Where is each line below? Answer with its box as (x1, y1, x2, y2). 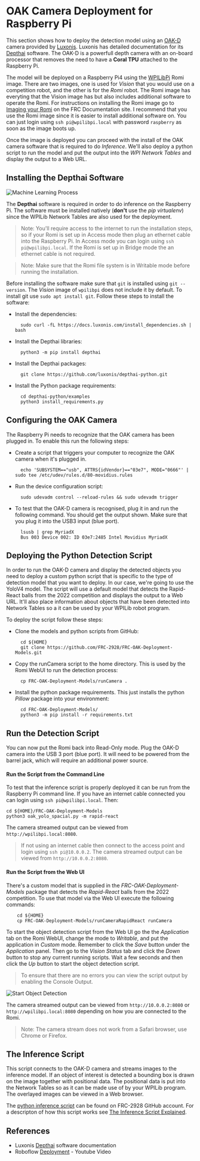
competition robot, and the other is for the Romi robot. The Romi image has (6, 86, 190, 93)
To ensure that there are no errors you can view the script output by (20, 972, 188, 979)
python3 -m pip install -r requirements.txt (20, 712, 133, 718)
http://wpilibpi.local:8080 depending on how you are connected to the (6, 1008, 187, 1015)
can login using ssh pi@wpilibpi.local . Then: (6, 797, 119, 804)
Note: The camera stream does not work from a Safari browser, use (20, 1026, 187, 1033)
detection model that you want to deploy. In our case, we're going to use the (6, 579, 194, 586)
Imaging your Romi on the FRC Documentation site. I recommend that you (6, 105, 187, 113)
